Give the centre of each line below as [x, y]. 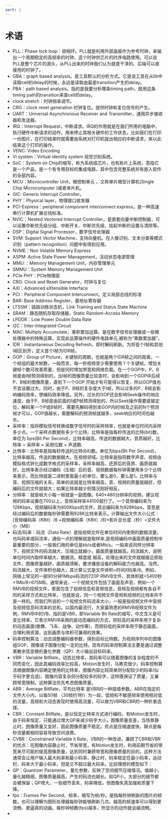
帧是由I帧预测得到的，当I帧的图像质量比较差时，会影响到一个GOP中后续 [86, 376]
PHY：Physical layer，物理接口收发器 [51, 200]
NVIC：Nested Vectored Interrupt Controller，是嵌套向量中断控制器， [84, 219]
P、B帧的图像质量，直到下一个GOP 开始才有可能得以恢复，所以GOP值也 [87, 382]
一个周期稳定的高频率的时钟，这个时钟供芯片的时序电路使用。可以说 [87, 57]
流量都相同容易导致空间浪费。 [47, 732]
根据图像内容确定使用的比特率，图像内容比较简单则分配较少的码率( [85, 670]
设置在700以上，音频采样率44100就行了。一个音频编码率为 [91, 501]
